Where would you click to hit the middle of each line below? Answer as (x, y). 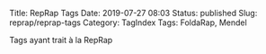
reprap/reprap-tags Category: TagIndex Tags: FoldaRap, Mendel (128, 22)
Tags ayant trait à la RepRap (61, 40)
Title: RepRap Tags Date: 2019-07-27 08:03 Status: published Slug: (133, 13)
